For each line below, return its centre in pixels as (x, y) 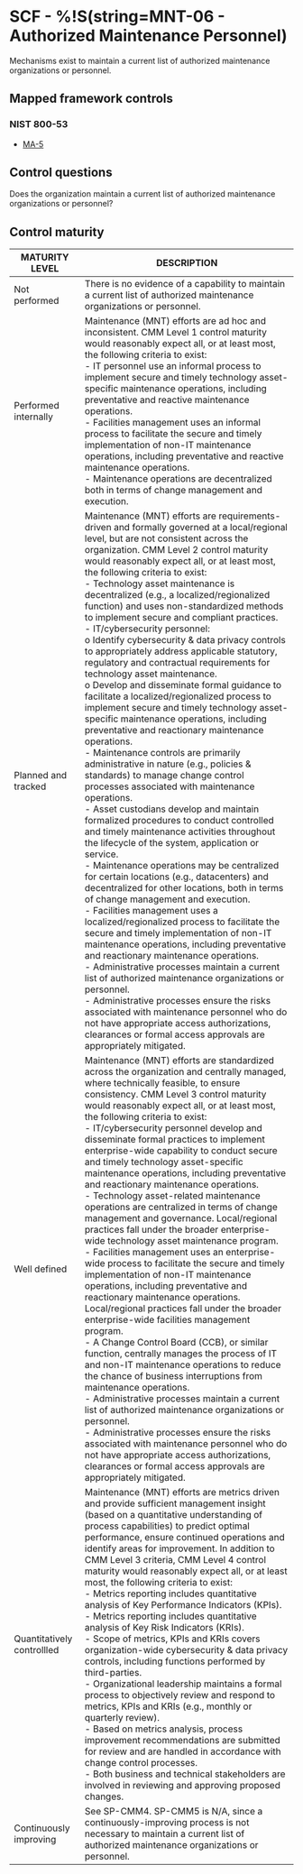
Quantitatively (43, 1639)
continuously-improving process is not (167, 1823)
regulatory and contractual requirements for (177, 663)
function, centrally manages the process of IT (181, 1354)
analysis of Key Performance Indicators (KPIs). (183, 1605)
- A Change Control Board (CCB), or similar (176, 1343)
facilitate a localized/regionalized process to (178, 696)
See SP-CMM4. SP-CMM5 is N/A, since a (174, 1812)
